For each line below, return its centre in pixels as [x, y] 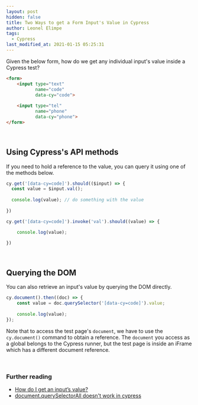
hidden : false [24, 17]
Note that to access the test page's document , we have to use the [85, 331]
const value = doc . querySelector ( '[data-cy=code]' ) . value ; [91, 303]
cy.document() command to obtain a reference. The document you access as [98, 337]
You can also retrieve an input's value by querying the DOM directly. [89, 287]
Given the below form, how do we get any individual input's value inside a [96, 61]
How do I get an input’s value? [51, 389]
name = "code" [50, 89]
